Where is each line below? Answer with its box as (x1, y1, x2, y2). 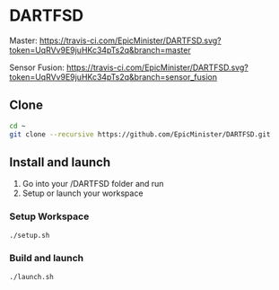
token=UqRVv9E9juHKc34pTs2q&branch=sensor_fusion (9, 71, 218, 82)
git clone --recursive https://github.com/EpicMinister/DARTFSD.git (9, 129, 271, 139)
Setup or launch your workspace (22, 188, 144, 198)
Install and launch (9, 154, 111, 170)
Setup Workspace (9, 210, 90, 223)
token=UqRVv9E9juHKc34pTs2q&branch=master (9, 44, 191, 55)
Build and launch (9, 252, 84, 265)
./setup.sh (9, 231, 50, 240)
